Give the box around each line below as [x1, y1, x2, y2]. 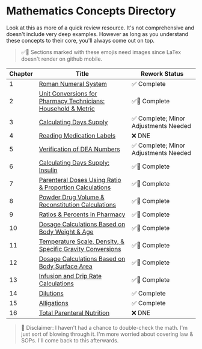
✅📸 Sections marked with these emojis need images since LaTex [20, 48, 182, 55]
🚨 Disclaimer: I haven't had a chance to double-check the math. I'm [20, 324, 188, 331]
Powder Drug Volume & [38, 193, 105, 201]
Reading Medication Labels [38, 131, 116, 139]
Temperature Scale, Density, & [38, 237, 124, 246]
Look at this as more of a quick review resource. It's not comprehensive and [6, 24, 194, 31]
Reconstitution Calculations [38, 200, 116, 208]
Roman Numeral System [38, 79, 107, 88]
